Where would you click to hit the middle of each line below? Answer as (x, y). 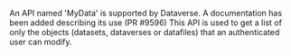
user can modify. (41, 42)
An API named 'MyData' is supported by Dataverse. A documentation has (146, 13)
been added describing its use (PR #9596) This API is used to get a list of (146, 23)
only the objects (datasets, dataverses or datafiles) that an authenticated (145, 32)
